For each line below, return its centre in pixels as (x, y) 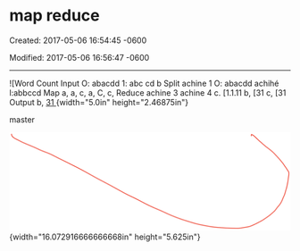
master (22, 119)
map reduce (54, 16)
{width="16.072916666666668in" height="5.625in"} (105, 237)
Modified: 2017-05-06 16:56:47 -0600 (79, 57)
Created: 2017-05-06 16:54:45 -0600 (78, 40)
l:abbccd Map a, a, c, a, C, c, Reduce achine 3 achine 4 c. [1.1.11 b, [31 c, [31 (148, 92)
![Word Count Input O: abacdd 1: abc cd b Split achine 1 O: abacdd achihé (144, 83)
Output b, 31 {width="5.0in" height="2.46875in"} (99, 102)
